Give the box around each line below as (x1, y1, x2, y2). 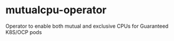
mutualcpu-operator (5, 3, 107, 17)
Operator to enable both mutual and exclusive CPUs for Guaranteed (5, 23, 169, 29)
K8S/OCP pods (5, 28, 42, 35)
